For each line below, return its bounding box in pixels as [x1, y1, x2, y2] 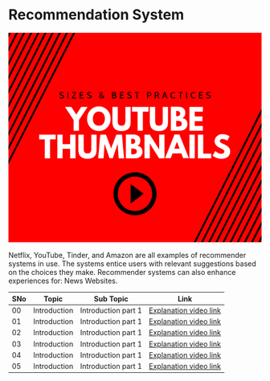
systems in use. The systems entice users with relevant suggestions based [8, 259, 257, 268]
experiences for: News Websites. [8, 276, 118, 286]
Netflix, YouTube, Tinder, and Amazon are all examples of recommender [8, 251, 247, 260]
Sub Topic [93, 293, 129, 303]
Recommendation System [8, 6, 185, 24]
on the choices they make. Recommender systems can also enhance [8, 268, 236, 277]
